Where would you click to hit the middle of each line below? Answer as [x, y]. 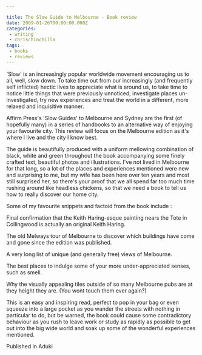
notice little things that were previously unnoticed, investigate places [92, 93]
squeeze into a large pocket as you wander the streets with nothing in [93, 309]
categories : [21, 29]
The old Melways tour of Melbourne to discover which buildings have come [101, 236]
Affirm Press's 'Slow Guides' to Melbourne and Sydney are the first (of [94, 118]
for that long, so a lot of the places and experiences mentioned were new [98, 168]
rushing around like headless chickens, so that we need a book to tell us [96, 188]
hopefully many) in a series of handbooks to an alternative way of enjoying [99, 124]
